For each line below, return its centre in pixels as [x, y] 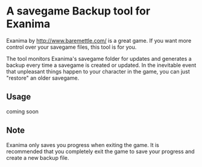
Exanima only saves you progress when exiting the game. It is [83, 145]
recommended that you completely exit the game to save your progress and [100, 151]
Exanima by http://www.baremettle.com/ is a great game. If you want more [99, 40]
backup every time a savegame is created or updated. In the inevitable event [101, 65]
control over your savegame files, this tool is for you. [71, 47]
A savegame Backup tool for [78, 11]
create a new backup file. [38, 157]
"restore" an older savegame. [43, 78]
